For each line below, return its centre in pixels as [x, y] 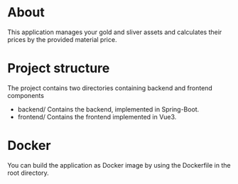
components [26, 95]
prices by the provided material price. [62, 39]
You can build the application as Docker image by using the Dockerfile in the [119, 165]
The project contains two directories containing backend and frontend [110, 88]
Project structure [59, 69]
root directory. [28, 173]
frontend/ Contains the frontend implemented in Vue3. [97, 117]
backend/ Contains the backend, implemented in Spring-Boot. [108, 109]
